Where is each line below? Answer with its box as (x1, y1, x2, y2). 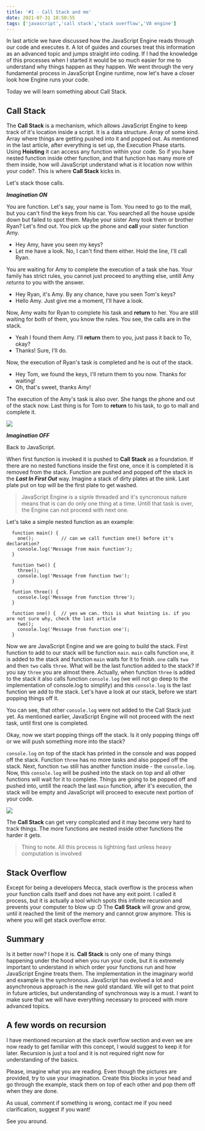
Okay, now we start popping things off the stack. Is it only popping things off (6, 731, 199, 739)
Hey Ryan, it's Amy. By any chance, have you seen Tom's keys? (15, 291, 176, 298)
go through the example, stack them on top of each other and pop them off (6, 1081, 196, 1088)
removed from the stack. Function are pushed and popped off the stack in (6, 469, 193, 476)
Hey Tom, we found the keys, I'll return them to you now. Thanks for (15, 371, 187, 378)
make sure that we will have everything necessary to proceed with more (6, 996, 188, 1003)
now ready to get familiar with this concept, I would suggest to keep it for (6, 1043, 191, 1050)
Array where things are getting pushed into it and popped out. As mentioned (6, 135, 199, 143)
